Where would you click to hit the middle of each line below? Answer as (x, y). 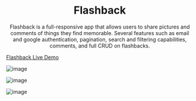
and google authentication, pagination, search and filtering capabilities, (100, 39)
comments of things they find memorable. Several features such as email (100, 33)
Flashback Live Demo (33, 57)
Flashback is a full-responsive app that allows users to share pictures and (100, 27)
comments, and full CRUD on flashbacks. (100, 46)
